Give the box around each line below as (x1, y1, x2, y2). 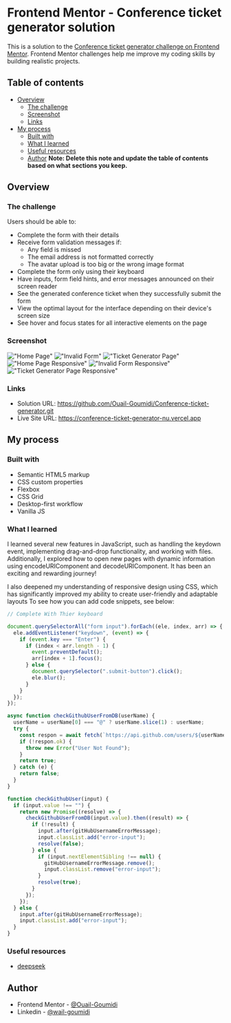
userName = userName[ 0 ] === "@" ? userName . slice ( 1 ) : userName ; (13, 719, 205, 726)
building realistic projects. (7, 57, 80, 65)
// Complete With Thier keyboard (7, 610, 103, 618)
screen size (16, 312, 50, 320)
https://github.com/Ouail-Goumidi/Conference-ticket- (57, 399, 210, 408)
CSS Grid (16, 492, 43, 501)
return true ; (19, 757, 57, 764)
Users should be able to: (7, 217, 77, 226)
